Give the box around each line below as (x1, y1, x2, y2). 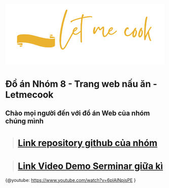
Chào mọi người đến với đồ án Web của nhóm (5, 109, 150, 118)
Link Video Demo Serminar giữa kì (17, 160, 163, 172)
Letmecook (5, 89, 54, 100)
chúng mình (5, 117, 44, 125)
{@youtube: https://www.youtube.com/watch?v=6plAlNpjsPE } (5, 177, 136, 183)
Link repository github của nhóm (17, 137, 158, 149)
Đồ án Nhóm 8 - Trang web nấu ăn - (5, 78, 157, 89)
